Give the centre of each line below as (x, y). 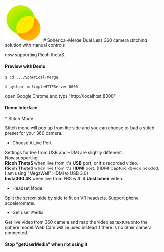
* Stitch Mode (19, 119)
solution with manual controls (35, 45)
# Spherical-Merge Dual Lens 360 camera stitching (95, 40)
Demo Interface (21, 107)
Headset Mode (27, 188)
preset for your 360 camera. (34, 133)
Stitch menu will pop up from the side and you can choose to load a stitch (80, 128)
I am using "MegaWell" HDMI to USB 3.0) (47, 173)
